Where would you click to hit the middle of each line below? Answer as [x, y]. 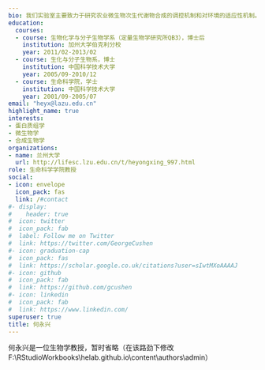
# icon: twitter [37, 221]
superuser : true [35, 317]
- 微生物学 [24, 133]
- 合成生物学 [26, 140]
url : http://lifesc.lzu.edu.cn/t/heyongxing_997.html [105, 163]
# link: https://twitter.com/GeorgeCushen [81, 244]
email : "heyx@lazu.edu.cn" [52, 104]
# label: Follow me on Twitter [61, 236]
